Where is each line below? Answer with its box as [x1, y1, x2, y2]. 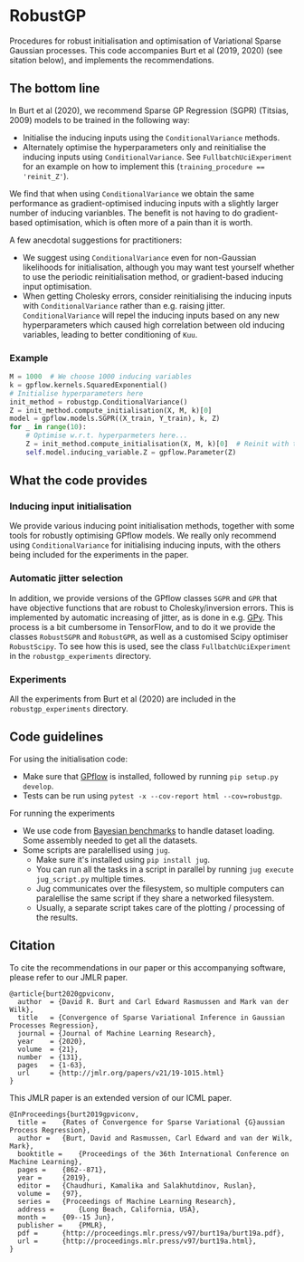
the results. [35, 912, 79, 923]
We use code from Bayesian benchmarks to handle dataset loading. [22, 825, 275, 836]
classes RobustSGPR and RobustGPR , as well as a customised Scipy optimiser [9, 631, 289, 642]
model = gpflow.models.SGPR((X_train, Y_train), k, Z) [9, 414, 221, 424]
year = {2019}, [17, 1173, 91, 1182]
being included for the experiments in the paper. [9, 550, 189, 560]
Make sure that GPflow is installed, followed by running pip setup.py [22, 770, 279, 781]
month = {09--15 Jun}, [17, 1212, 116, 1222]
